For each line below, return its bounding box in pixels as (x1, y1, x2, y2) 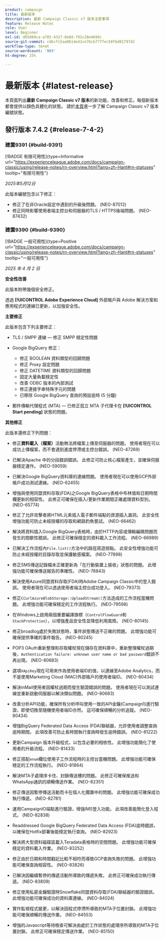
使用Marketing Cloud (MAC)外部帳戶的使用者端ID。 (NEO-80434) (21, 674, 154, 680)
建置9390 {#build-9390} (5, 226, 65, 233)
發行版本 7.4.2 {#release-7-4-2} (5, 125, 104, 133)
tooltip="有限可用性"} (5, 170, 48, 176)
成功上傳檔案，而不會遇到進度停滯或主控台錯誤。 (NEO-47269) (12, 447, 140, 453)
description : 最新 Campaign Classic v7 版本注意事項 (5, 16, 110, 21)
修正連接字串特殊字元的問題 (19, 386, 76, 392)
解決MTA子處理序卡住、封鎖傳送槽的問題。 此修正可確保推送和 (12, 773, 139, 778)
